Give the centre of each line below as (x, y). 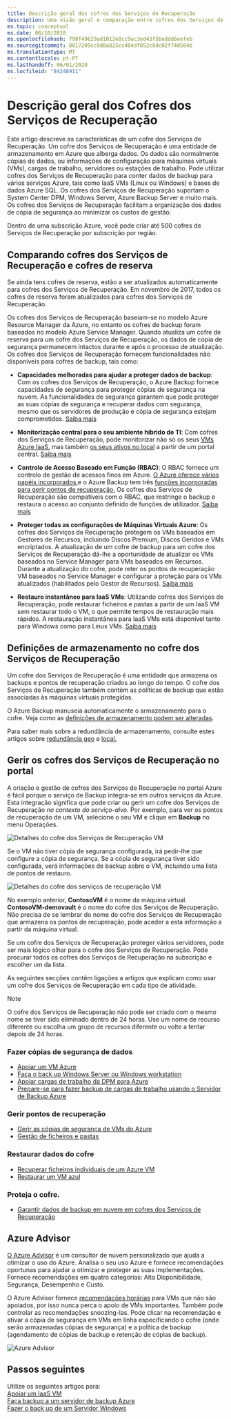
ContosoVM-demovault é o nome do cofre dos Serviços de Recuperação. (113, 907)
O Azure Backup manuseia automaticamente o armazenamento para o (107, 711)
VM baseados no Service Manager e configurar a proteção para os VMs (119, 576)
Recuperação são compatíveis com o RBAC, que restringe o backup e (116, 497)
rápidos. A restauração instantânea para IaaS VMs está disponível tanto (119, 619)
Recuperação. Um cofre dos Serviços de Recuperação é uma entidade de (112, 146)
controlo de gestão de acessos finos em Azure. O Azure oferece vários (118, 475)
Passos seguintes (46, 1370)
